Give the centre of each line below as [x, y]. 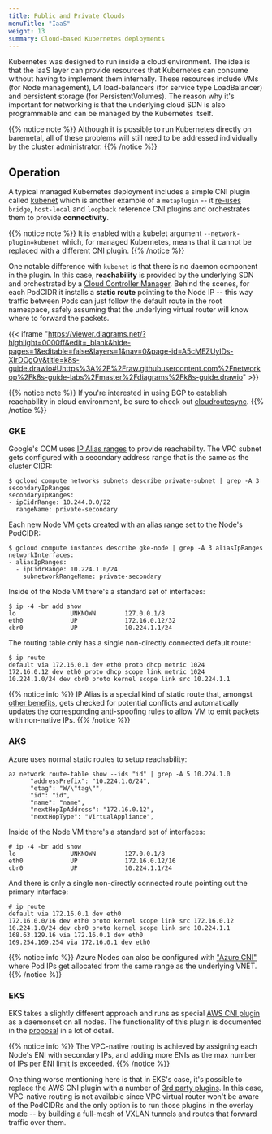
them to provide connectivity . [59, 218]
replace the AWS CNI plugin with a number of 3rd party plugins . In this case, [136, 1088]
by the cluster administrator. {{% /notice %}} [83, 146]
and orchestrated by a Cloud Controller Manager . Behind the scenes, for [129, 284]
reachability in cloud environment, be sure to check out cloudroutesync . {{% [136, 402]
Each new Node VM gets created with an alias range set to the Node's [126, 524]
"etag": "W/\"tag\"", [67, 788]
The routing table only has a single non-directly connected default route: [130, 643]
